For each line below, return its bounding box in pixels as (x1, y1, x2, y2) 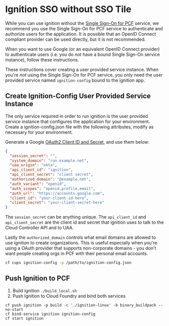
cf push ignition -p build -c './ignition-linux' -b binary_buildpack (5, 302, 156, 308)
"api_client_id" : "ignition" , (10, 167, 73, 172)
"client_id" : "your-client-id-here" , (10, 195, 89, 201)
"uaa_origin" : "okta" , (10, 163, 57, 168)
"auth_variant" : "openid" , (10, 181, 66, 186)
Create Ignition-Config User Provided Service (5, 92, 151, 100)
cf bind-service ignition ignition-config (5, 311, 96, 316)
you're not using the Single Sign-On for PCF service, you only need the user (5, 72, 163, 78)
